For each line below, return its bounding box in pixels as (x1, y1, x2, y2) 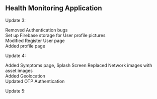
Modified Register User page (5, 37, 65, 43)
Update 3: (5, 17, 26, 23)
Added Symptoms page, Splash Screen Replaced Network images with (5, 62, 152, 68)
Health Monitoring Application (5, 4, 102, 12)
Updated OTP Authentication (5, 78, 65, 84)
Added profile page (5, 42, 45, 49)
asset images (5, 67, 33, 73)
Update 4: (5, 52, 26, 58)
